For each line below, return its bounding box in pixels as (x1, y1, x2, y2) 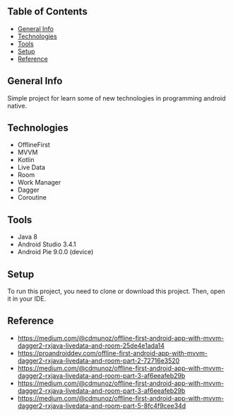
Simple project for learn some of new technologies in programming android (7, 93, 226, 102)
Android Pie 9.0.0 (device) (17, 248, 94, 256)
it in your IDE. (7, 295, 47, 303)
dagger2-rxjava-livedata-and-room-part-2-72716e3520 (17, 356, 180, 365)
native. (7, 101, 27, 110)
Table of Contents (7, 6, 88, 18)
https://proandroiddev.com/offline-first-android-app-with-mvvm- (17, 348, 208, 357)
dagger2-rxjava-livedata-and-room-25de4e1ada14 (17, 341, 165, 350)
